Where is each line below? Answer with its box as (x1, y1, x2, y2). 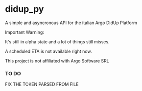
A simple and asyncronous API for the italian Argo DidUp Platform (5, 20, 137, 26)
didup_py (5, 3, 44, 15)
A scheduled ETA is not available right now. (5, 48, 92, 54)
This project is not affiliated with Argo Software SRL (5, 58, 109, 63)
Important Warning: (5, 29, 44, 35)
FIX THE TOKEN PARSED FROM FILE (5, 81, 79, 87)
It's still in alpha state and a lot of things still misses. (5, 38, 110, 45)
